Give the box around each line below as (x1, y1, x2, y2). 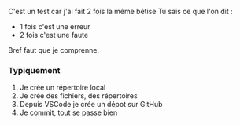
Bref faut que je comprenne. (8, 46, 100, 54)
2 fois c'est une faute (19, 31, 89, 39)
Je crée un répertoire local (19, 83, 106, 93)
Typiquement (8, 64, 61, 75)
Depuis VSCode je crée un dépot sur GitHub (19, 100, 163, 109)
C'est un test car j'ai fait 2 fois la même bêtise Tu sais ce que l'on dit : (8, 7, 234, 16)
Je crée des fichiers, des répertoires (19, 91, 138, 101)
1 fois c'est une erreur (19, 22, 90, 31)
